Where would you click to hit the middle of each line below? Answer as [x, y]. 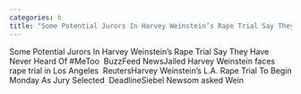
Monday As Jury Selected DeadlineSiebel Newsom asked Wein [127, 80]
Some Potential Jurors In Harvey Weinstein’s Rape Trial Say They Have [139, 51]
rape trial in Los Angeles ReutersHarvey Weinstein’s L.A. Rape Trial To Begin [150, 70]
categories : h [36, 17]
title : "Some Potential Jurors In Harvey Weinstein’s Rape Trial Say [142, 26]
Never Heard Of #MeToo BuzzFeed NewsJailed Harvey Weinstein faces [142, 61]
